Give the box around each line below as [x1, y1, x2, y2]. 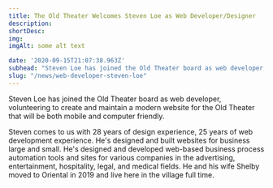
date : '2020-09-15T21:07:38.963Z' [8, 57, 126, 65]
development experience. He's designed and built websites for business [8, 135, 250, 145]
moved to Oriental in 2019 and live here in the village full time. [8, 169, 214, 179]
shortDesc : [8, 27, 45, 35]
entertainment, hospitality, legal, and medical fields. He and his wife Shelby [8, 161, 260, 171]
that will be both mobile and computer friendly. [8, 111, 165, 121]
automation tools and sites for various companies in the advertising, [8, 152, 236, 162]
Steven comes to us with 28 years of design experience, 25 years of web [8, 126, 253, 136]
